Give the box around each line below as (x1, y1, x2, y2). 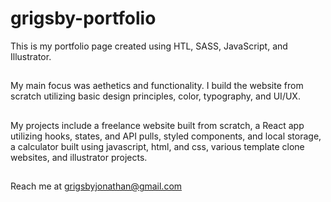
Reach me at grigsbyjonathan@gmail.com (10, 180, 183, 192)
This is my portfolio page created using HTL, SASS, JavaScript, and (10, 40, 288, 52)
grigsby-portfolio (10, 7, 157, 30)
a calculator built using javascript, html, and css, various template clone (10, 140, 305, 152)
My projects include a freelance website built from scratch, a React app (10, 119, 305, 131)
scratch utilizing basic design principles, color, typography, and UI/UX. (10, 90, 301, 102)
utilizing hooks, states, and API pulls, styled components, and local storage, (10, 130, 322, 142)
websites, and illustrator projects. (10, 151, 148, 163)
